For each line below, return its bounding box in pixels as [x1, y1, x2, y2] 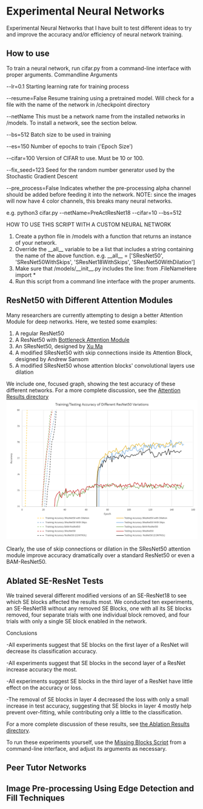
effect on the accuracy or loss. [6, 684, 83, 691]
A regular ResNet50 [15, 330, 65, 337]
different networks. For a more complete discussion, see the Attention [6, 387, 181, 394]
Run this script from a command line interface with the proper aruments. [15, 277, 196, 285]
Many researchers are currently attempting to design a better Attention [6, 311, 183, 319]
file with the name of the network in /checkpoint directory [6, 101, 150, 108]
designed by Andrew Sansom [15, 355, 89, 362]
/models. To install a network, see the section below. [6, 119, 138, 126]
